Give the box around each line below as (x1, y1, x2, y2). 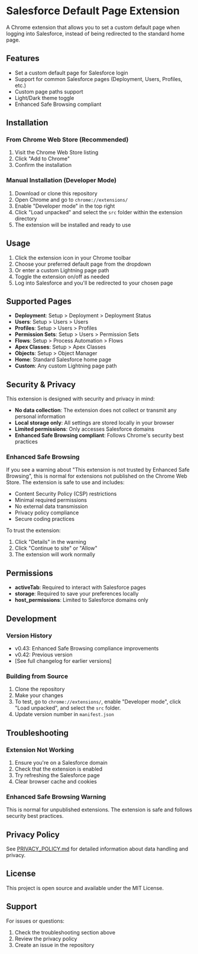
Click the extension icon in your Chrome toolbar (14, 254, 131, 261)
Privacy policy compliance (14, 509, 79, 516)
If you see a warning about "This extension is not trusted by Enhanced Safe (6, 466, 190, 473)
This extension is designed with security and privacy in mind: (6, 395, 155, 402)
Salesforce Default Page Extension (6, 4, 180, 18)
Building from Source (6, 672, 69, 680)
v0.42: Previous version (14, 651, 73, 658)
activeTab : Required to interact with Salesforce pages (14, 584, 146, 591)
